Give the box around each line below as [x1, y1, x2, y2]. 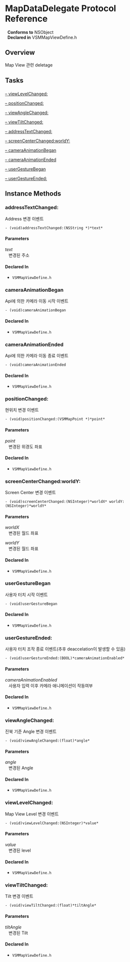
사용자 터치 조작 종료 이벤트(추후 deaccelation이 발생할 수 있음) [5, 646, 126, 652]
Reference [5, 13, 48, 24]
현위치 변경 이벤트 [5, 407, 39, 413]
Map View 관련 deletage [5, 62, 53, 68]
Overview [5, 49, 35, 57]
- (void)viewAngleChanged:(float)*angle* [5, 738, 90, 743]
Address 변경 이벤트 [5, 216, 44, 221]
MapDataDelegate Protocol [5, 3, 116, 14]
